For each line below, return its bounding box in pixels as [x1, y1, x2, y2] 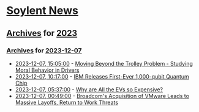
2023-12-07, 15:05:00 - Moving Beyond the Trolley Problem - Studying [15, 60, 193, 67]
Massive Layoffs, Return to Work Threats [15, 99, 118, 106]
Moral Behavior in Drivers [15, 66, 80, 74]
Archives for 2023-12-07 [6, 46, 82, 55]
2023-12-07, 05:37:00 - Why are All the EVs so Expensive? [15, 86, 163, 93]
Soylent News [6, 4, 78, 18]
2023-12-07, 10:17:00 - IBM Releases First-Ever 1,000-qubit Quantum [15, 72, 190, 80]
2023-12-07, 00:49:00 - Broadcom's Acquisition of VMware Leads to [15, 92, 190, 99]
